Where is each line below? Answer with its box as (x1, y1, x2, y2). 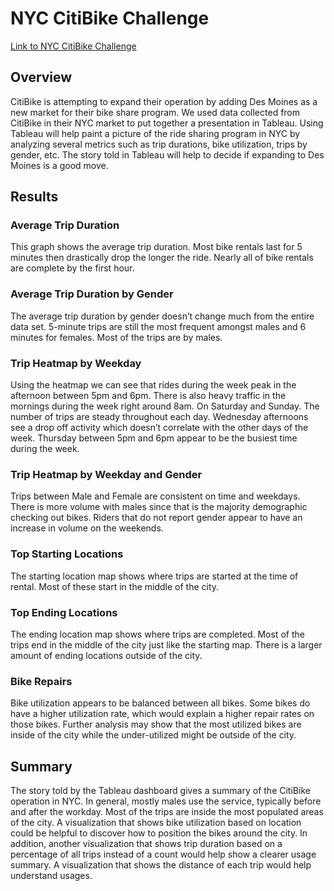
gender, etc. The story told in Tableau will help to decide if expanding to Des (10, 148, 325, 161)
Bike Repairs (10, 674, 73, 688)
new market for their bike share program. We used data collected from (10, 106, 301, 118)
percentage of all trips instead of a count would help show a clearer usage (10, 848, 317, 861)
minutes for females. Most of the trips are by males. (10, 331, 223, 343)
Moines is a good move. (10, 159, 109, 171)
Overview (10, 69, 73, 86)
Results (10, 188, 59, 206)
